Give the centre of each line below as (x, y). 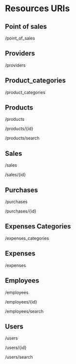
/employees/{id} (21, 302)
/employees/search (24, 311)
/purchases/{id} (21, 211)
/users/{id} (16, 348)
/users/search (19, 357)
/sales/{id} (15, 175)
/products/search (22, 138)
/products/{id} (19, 129)
